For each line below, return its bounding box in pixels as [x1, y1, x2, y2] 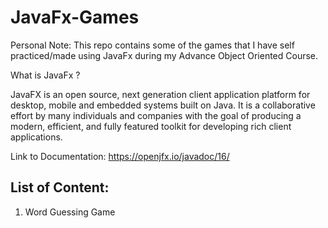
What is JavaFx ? [10, 69, 81, 81]
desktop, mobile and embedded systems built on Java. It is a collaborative [10, 99, 316, 111]
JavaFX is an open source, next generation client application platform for [10, 88, 311, 100]
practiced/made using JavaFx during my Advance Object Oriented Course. [10, 49, 319, 61]
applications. [10, 131, 63, 143]
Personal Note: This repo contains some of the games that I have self [10, 39, 295, 51]
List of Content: [10, 179, 110, 196]
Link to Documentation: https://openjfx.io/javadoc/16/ [10, 150, 230, 162]
